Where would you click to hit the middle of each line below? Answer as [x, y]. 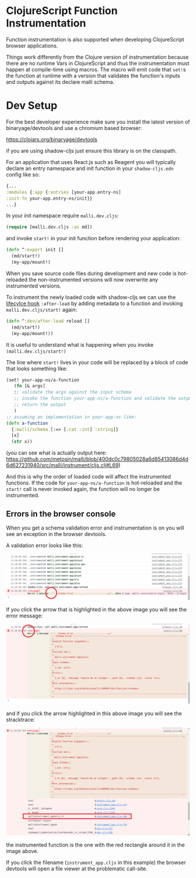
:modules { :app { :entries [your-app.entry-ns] [64, 192]
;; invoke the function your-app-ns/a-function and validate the [95, 399]
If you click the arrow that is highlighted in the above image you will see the [97, 609]
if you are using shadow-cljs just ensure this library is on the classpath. [91, 151]
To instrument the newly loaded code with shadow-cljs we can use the [91, 297]
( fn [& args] [29, 386]
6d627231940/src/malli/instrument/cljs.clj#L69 [62, 465]
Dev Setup [32, 106]
